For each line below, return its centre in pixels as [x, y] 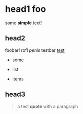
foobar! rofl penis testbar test [35, 50]
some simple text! [23, 23]
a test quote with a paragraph [47, 106]
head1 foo [25, 9]
